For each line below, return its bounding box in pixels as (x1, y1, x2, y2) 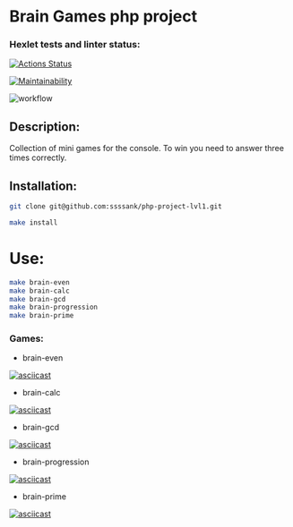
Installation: (9, 178, 78, 193)
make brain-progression (9, 302, 99, 312)
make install (9, 217, 58, 227)
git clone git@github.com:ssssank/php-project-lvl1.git (9, 202, 222, 211)
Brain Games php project (9, 6, 198, 27)
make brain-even (9, 277, 70, 287)
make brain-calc (9, 286, 70, 295)
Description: (9, 119, 81, 134)
